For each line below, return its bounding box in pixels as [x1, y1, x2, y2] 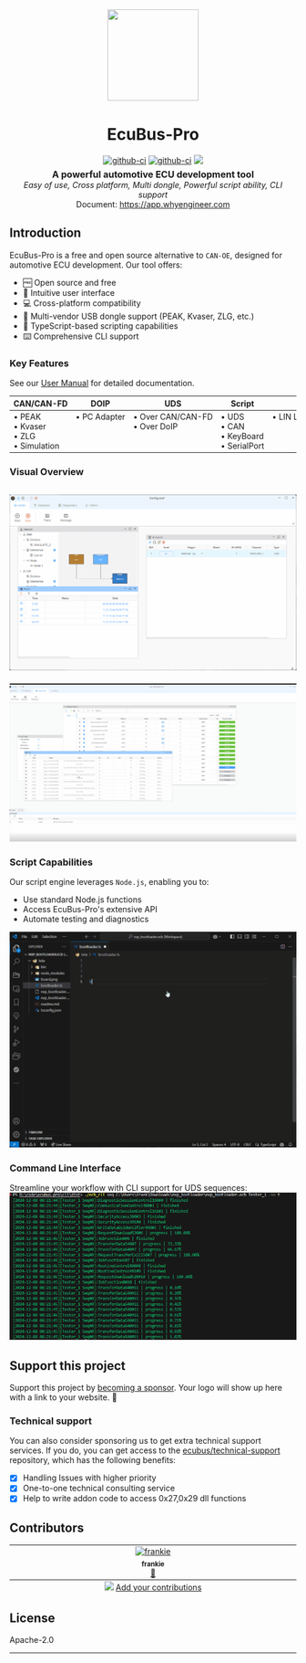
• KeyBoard [220, 430, 264, 441]
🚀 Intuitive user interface [22, 287, 116, 298]
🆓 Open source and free [22, 277, 117, 288]
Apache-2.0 [9, 1635, 55, 1646]
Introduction [9, 226, 82, 241]
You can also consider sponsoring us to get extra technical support [9, 1436, 261, 1447]
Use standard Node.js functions [22, 894, 143, 905]
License [9, 1611, 56, 1626]
